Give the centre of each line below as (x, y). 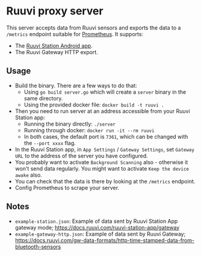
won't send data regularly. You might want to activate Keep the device (102, 168)
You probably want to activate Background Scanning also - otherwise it (101, 162)
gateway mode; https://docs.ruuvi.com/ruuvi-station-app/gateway (97, 227)
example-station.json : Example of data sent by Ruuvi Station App (96, 221)
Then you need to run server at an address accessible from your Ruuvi (103, 111)
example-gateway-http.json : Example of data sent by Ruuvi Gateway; (100, 234)
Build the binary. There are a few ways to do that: (76, 85)
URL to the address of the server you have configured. (82, 156)
